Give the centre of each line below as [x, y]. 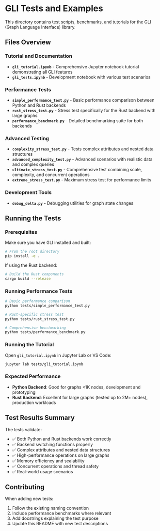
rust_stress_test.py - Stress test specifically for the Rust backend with [84, 110]
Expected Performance [33, 376]
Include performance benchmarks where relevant [62, 513]
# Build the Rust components [34, 274]
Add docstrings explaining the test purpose [55, 518]
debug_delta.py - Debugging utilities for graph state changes [73, 203]
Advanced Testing [27, 138]
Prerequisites [21, 232]
